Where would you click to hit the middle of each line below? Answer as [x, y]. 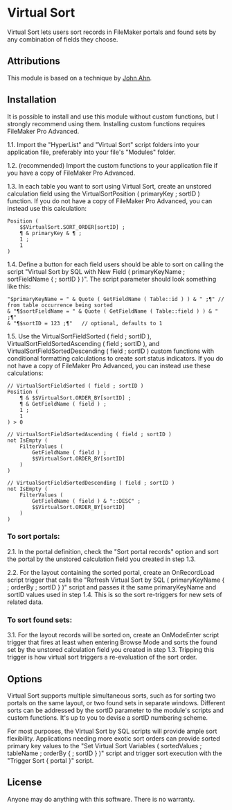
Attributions [34, 61]
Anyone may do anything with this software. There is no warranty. [101, 799]
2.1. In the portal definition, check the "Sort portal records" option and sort [113, 551]
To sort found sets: [40, 620]
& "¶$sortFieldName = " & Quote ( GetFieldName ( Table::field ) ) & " [113, 311]
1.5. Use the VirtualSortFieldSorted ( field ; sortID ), [79, 336]
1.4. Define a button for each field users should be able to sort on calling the [115, 264]
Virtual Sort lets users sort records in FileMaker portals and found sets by [112, 32]
